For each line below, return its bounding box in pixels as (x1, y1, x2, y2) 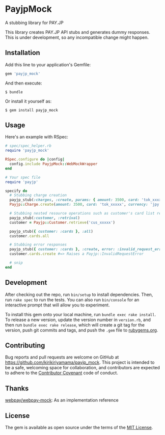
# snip (9, 260, 23, 266)
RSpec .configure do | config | (5, 157, 65, 162)
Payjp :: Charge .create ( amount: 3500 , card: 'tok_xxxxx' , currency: (9, 202, 148, 207)
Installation (5, 49, 40, 57)
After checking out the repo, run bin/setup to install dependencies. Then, (5, 291, 153, 298)
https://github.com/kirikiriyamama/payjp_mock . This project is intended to (5, 359, 155, 365)
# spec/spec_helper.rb (5, 143, 52, 148)
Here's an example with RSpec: (5, 134, 69, 140)
